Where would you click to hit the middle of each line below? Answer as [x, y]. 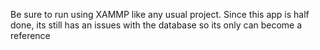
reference [30, 35]
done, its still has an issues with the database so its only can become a [156, 25]
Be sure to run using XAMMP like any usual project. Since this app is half [160, 14]
